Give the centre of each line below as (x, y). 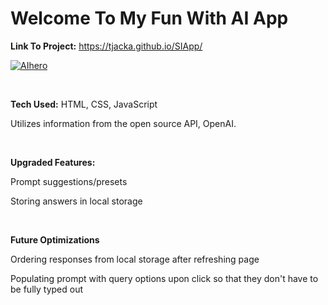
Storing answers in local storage (76, 201)
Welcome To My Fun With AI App (149, 18)
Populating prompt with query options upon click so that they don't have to (164, 278)
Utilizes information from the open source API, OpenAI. (123, 123)
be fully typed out (47, 289)
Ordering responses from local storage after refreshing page (135, 259)
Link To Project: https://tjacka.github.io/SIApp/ (106, 46)
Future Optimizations (55, 239)
